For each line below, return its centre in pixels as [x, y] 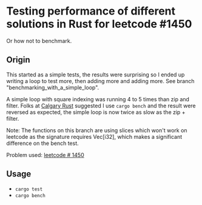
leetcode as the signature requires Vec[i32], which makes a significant [94, 136]
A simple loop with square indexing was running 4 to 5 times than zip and [98, 99]
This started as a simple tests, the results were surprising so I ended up [96, 75]
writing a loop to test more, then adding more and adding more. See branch [101, 81]
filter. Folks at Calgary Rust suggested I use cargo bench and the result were [101, 106]
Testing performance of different [91, 11]
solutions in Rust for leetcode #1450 [99, 24]
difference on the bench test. [42, 143]
